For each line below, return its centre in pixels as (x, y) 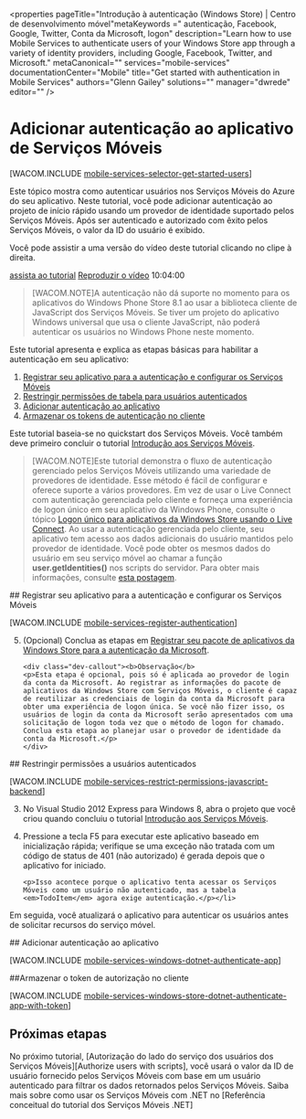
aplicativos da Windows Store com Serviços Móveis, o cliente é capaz (160, 690)
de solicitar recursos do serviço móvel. (83, 924)
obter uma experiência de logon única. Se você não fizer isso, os (153, 707)
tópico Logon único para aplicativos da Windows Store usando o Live (162, 519)
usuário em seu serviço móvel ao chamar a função (127, 558)
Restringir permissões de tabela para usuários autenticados (135, 396)
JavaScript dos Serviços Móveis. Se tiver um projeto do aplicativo (156, 312)
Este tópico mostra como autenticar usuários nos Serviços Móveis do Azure (152, 191)
